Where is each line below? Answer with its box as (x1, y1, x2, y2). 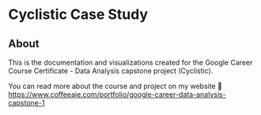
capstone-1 (8, 98, 45, 107)
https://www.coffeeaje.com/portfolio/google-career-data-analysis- (8, 90, 227, 99)
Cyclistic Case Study (8, 6, 149, 24)
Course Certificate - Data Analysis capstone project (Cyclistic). (8, 66, 214, 76)
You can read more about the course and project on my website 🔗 (8, 81, 223, 91)
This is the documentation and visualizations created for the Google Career (8, 57, 253, 67)
